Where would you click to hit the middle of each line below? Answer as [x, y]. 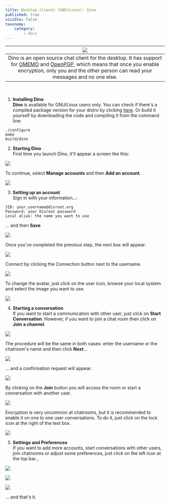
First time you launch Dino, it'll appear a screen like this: [71, 154]
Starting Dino [27, 148]
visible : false [21, 19]
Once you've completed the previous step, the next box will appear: [76, 245]
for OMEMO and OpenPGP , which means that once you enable [85, 64]
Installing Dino [28, 99]
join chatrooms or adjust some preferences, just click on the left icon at [87, 453]
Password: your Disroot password [40, 211]
